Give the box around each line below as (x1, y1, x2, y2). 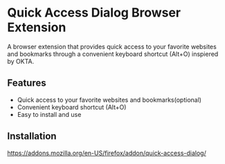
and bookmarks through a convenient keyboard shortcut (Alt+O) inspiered (7, 50, 219, 58)
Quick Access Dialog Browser (7, 5, 181, 21)
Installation (7, 130, 57, 143)
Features (7, 78, 46, 89)
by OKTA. (7, 57, 35, 65)
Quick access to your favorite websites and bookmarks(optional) (17, 95, 202, 104)
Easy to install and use (17, 110, 82, 118)
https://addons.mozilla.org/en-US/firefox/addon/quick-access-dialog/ (7, 149, 206, 157)
